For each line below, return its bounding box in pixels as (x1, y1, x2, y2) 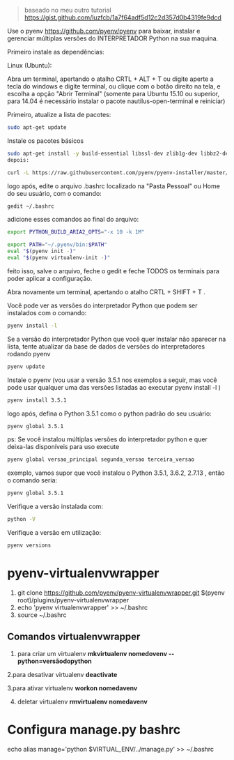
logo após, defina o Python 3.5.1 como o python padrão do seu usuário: (7, 409, 212, 418)
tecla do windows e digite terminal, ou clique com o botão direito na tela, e (7, 82, 221, 90)
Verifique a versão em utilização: (7, 529, 102, 536)
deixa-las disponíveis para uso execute (7, 443, 120, 451)
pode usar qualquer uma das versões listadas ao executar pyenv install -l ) (7, 383, 221, 391)
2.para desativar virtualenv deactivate (7, 670, 118, 678)
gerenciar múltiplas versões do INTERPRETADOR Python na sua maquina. (7, 34, 219, 43)
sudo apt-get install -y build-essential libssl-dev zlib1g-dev (7, 150, 198, 157)
